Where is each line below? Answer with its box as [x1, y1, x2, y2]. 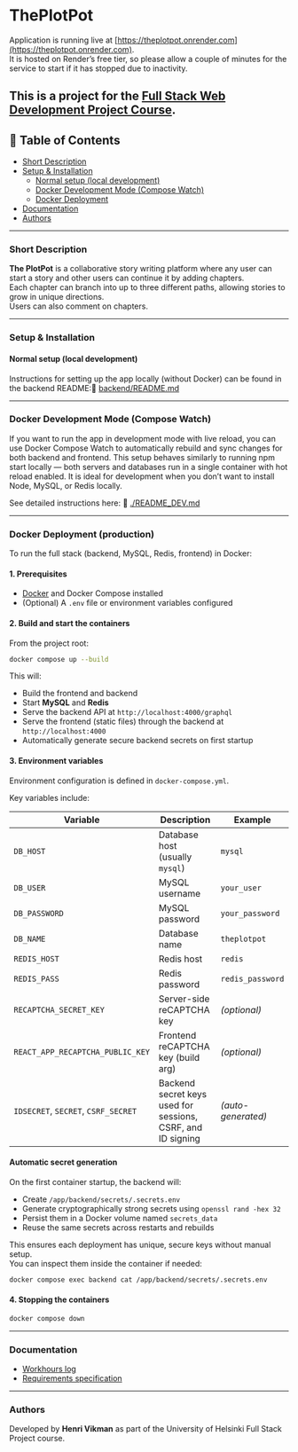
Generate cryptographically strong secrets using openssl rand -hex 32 [21, 1203, 281, 1213]
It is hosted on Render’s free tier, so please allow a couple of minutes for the [9, 53, 287, 64]
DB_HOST [13, 846, 46, 856]
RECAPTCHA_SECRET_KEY [13, 1004, 105, 1015]
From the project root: [9, 638, 89, 648]
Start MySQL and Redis [21, 697, 109, 708]
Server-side [158, 993, 210, 1005]
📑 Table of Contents [9, 132, 121, 147]
